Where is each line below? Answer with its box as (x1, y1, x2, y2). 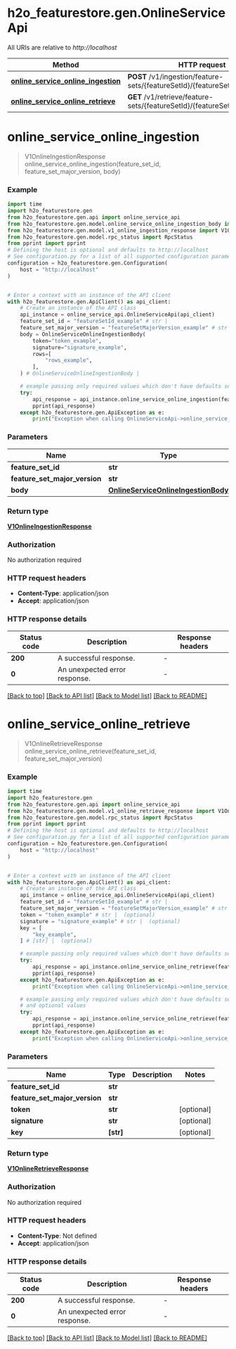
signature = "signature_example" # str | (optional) (20, 918, 181, 925)
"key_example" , (32, 931, 77, 938)
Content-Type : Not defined (17, 1231, 97, 1240)
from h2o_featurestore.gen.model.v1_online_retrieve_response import (7, 807, 216, 814)
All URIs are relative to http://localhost (7, 43, 117, 51)
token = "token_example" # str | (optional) (20, 911, 156, 918)
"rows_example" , (44, 357, 93, 364)
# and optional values (20, 1002, 86, 1009)
